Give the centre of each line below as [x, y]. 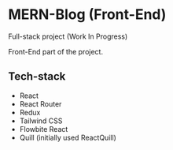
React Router [40, 103]
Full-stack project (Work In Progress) [68, 36]
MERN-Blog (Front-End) [87, 15]
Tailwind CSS [41, 121]
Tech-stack [37, 77]
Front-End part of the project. [56, 51]
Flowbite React [44, 129]
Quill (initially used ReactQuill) [68, 137]
